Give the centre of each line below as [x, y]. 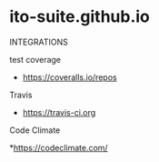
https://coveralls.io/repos [70, 77]
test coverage [35, 59]
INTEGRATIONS [39, 42]
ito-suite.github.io [79, 17]
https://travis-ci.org [59, 112]
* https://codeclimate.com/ [59, 147]
